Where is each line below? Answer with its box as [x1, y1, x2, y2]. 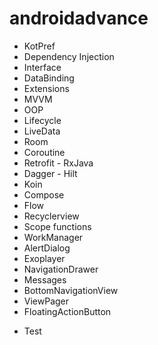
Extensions [23, 82, 70, 94]
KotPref [23, 40, 56, 52]
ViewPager [23, 295, 70, 307]
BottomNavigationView [23, 284, 119, 296]
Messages [23, 273, 67, 286]
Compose [23, 188, 65, 201]
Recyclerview [23, 210, 80, 222]
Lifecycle [23, 114, 62, 126]
